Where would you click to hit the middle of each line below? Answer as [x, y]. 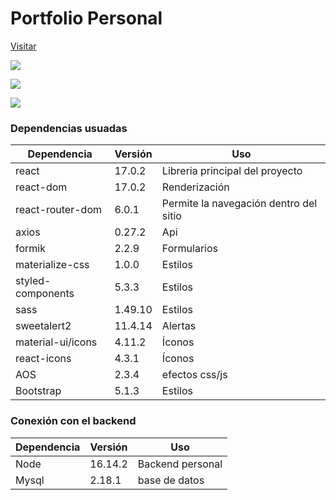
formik [30, 249]
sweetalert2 [43, 326]
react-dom [41, 187]
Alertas [179, 326]
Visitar [23, 46]
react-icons [43, 359]
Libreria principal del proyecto [232, 171]
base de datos [171, 480]
